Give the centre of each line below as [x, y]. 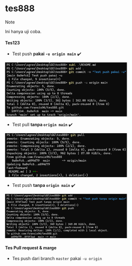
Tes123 [13, 42]
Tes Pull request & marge [31, 247]
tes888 [20, 9]
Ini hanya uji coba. [23, 31]
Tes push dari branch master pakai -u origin [57, 259]
